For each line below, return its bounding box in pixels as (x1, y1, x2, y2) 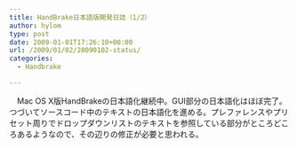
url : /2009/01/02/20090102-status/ (9, 46, 141, 55)
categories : (9, 54, 53, 63)
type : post (9, 29, 50, 38)
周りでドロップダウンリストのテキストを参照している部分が (32, 117, 251, 129)
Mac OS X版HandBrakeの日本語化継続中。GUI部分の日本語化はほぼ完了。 (16, 95, 287, 106)
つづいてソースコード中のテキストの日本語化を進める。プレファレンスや (9, 106, 274, 117)
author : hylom (9, 21, 62, 30)
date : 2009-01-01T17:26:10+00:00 (9, 37, 133, 47)
